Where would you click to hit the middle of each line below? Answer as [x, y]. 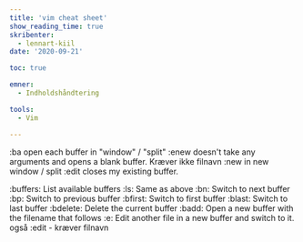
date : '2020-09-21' [46, 52]
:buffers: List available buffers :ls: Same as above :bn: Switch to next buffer [150, 188]
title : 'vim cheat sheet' [58, 18]
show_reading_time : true [56, 26]
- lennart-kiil [46, 43]
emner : [22, 85]
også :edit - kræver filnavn [59, 227]
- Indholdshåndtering [59, 93]
